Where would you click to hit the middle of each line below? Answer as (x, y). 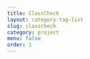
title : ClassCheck (33, 13)
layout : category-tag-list (45, 20)
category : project (33, 32)
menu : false (24, 39)
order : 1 (19, 45)
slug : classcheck (32, 26)
